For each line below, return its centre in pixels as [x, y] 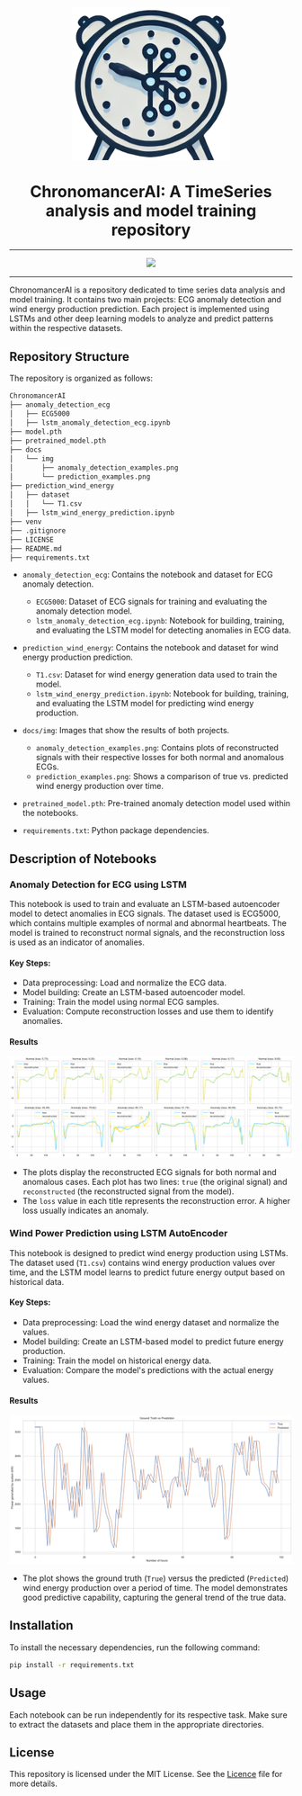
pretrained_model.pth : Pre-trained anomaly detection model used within [156, 804]
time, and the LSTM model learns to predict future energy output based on [147, 1272]
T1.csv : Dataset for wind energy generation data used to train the [156, 675]
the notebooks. [50, 813]
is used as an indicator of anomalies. [77, 942]
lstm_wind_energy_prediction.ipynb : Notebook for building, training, [162, 694]
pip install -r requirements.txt [72, 1665]
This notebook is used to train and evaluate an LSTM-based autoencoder [145, 903]
